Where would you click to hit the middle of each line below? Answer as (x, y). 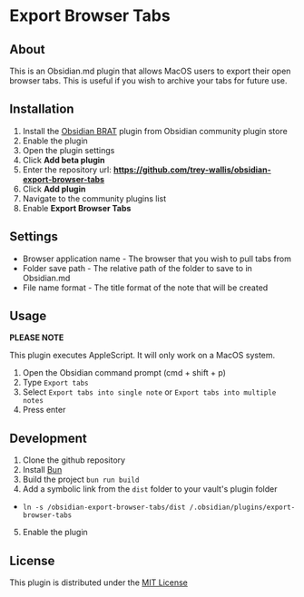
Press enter (44, 410)
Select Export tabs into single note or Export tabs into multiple (149, 392)
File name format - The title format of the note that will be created (145, 288)
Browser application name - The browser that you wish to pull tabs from (157, 259)
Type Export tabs (55, 383)
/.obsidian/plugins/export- (242, 508)
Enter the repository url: (67, 170)
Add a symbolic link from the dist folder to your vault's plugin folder (150, 489)
